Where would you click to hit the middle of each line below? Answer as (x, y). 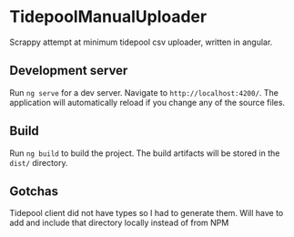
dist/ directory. (39, 162)
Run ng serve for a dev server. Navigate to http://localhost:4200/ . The (144, 92)
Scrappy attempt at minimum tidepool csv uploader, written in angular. (141, 42)
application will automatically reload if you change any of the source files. (147, 102)
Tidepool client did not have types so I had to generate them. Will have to (147, 213)
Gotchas (34, 191)
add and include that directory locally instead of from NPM (119, 223)
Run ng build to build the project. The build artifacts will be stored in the (145, 153)
